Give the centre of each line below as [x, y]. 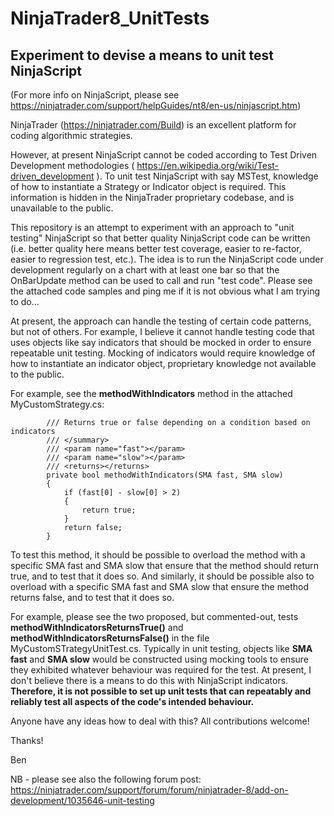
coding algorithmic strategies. [71, 135]
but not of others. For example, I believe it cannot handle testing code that [162, 331]
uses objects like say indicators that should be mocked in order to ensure [161, 342]
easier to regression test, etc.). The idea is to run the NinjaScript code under [167, 259]
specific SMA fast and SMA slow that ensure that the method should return [165, 565]
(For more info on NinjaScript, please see [95, 95]
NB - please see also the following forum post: [106, 779]
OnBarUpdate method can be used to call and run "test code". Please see [161, 280]
